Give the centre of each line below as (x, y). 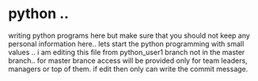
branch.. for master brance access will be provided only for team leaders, (128, 61)
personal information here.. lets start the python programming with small (126, 43)
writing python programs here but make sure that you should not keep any (129, 35)
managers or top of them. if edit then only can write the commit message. (128, 68)
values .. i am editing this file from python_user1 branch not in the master (127, 52)
